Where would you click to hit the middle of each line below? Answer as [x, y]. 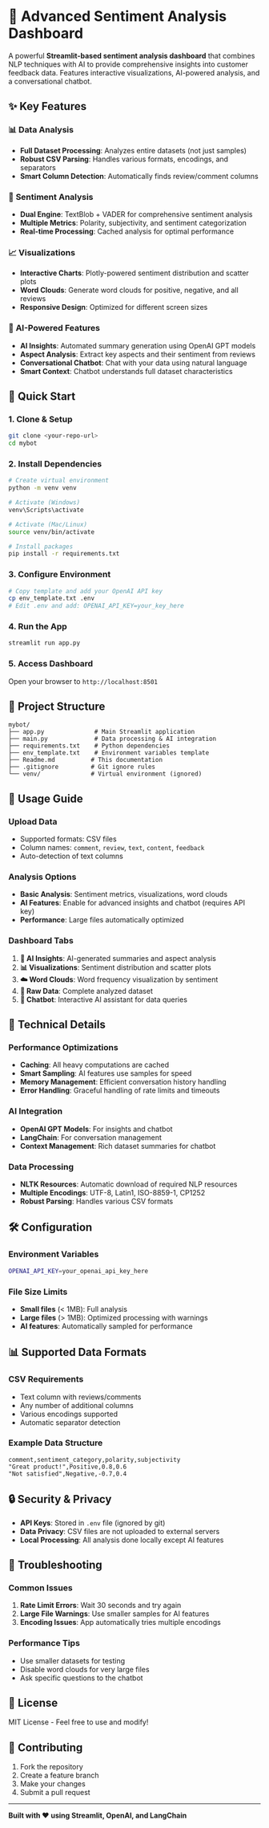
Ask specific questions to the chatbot [81, 1678]
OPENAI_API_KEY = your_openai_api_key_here [78, 1271]
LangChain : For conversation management [91, 1137]
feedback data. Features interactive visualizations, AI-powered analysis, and [134, 72]
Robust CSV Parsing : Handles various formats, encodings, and [124, 159]
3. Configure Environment [60, 575]
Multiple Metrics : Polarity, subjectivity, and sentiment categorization [133, 222]
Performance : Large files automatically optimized [102, 920]
